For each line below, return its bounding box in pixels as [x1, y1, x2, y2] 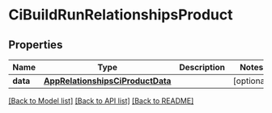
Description [179, 62, 225, 73]
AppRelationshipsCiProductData [43, 75, 172, 86]
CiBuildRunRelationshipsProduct [8, 6, 233, 24]
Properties [8, 38, 63, 52]
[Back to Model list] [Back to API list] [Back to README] [8, 96, 194, 106]
